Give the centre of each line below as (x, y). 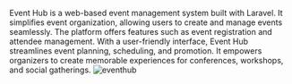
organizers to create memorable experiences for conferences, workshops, (146, 60)
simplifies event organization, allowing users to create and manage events (146, 22)
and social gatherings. (50, 70)
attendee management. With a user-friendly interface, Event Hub (129, 41)
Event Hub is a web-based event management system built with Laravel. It (146, 13)
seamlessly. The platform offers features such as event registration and (141, 32)
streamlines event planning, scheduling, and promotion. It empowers (136, 51)
